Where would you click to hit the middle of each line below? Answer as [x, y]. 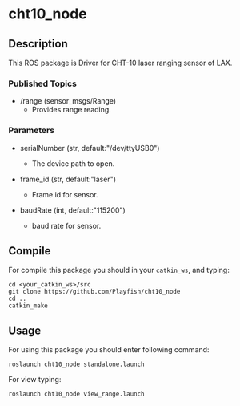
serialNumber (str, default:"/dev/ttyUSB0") [90, 148]
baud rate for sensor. [66, 225]
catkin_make [28, 306]
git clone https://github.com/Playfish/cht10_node [94, 292]
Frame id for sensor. [65, 194]
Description [38, 44]
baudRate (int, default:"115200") [72, 210]
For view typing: [35, 380]
